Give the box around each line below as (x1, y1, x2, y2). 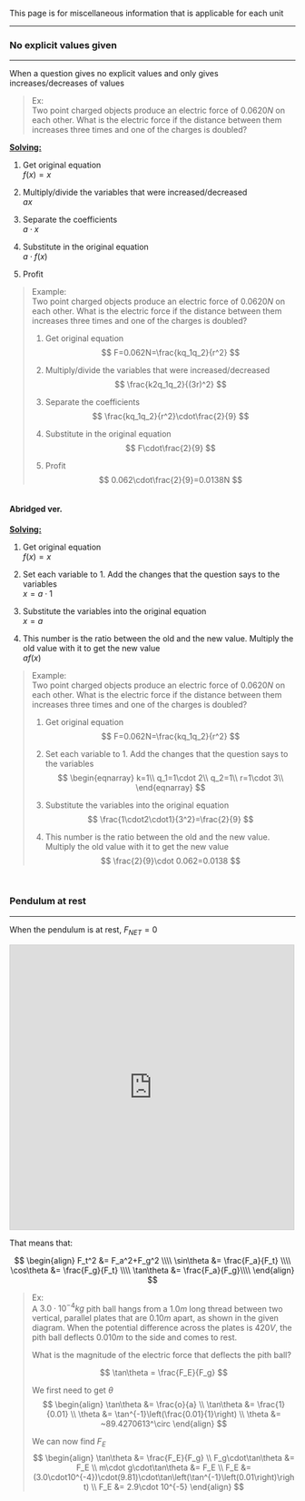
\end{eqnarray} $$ (135, 781, 206, 792)
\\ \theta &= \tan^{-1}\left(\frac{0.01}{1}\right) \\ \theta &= (70, 1409, 281, 1420)
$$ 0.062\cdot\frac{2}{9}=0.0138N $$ (98, 475, 243, 486)
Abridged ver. (9, 503, 63, 514)
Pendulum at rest (9, 895, 86, 908)
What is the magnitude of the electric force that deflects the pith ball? (31, 1350, 292, 1361)
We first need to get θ (31, 1385, 113, 1395)
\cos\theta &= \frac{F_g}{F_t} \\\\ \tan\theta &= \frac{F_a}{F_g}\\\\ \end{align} (10, 1264, 295, 1275)
